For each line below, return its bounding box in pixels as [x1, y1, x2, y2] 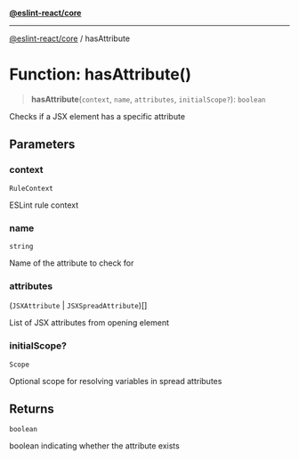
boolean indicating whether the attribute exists [9, 440, 180, 451]
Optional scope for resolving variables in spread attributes [9, 375, 222, 386]
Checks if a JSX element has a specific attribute [9, 111, 185, 121]
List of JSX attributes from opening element [9, 317, 170, 328]
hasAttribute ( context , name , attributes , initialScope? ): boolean [30, 94, 266, 104]
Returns [9, 401, 55, 416]
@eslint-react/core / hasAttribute [9, 33, 131, 44]
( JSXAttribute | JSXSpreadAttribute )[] [9, 300, 148, 311]
